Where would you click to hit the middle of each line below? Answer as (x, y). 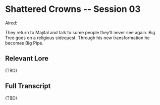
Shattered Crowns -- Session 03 (73, 9)
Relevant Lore (27, 59)
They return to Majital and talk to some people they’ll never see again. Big (80, 32)
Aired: (11, 23)
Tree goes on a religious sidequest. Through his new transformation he (78, 38)
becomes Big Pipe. (24, 43)
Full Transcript (28, 86)
